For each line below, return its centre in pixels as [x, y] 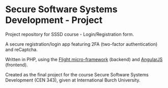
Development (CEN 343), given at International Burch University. [73, 80]
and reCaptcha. [22, 49]
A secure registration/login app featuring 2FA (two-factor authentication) [81, 44]
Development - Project [54, 20]
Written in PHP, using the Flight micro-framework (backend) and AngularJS [84, 59]
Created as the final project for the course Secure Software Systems [77, 74]
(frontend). [17, 65]
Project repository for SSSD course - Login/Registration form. [69, 34]
